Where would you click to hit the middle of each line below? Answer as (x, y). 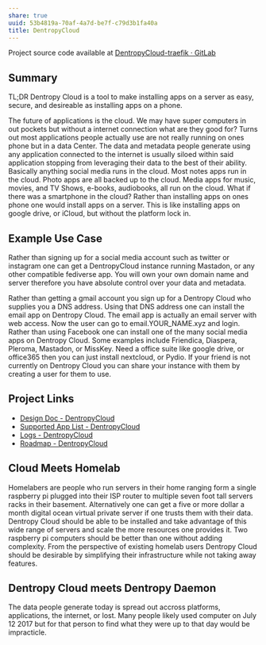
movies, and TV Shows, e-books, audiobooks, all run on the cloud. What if (130, 188)
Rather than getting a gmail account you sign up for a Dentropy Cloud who (130, 298)
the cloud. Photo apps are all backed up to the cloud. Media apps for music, (132, 180)
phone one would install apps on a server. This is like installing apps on (124, 205)
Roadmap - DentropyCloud (64, 443)
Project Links (41, 399)
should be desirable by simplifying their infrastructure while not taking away (132, 555)
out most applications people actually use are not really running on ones (126, 138)
